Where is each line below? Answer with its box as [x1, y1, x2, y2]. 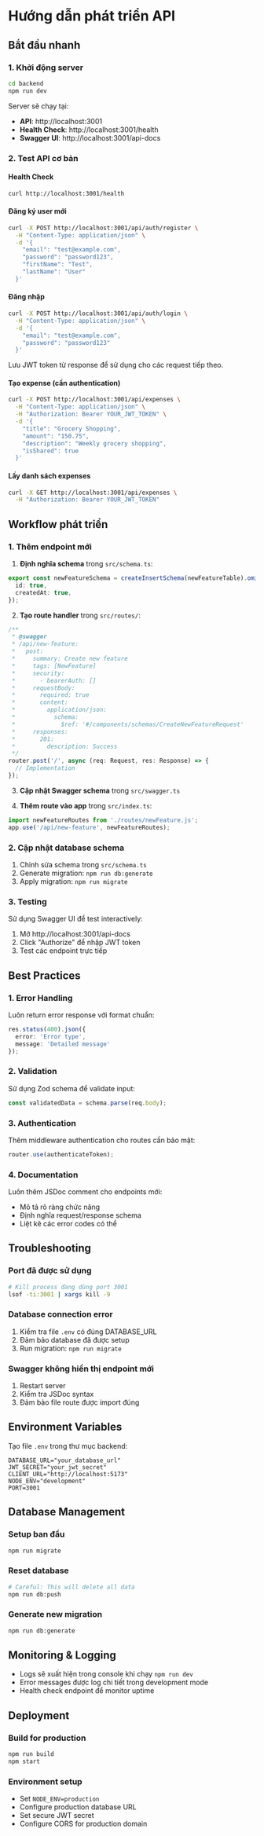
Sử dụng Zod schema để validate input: [8, 1083, 136, 1093]
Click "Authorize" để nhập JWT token [19, 938, 141, 947]
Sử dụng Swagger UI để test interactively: [8, 914, 143, 924]
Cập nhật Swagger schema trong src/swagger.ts [19, 786, 181, 795]
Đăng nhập [8, 292, 46, 302]
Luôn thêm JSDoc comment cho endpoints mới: [8, 1187, 163, 1197]
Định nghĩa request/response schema [19, 1211, 141, 1220]
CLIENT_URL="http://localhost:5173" [8, 1470, 128, 1478]
